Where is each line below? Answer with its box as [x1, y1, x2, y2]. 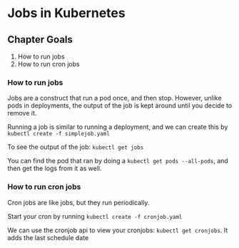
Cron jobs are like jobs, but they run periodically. [7, 198, 150, 207]
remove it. [7, 109, 37, 118]
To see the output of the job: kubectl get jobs [7, 143, 144, 151]
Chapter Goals [7, 33, 73, 46]
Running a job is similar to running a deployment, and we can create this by [7, 123, 228, 131]
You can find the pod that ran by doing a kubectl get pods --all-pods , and [7, 157, 228, 165]
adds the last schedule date [7, 233, 89, 242]
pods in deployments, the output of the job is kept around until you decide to [7, 101, 233, 110]
